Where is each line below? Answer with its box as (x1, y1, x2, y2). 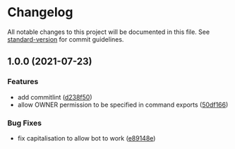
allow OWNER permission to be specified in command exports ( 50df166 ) (17, 100, 229, 109)
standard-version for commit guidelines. (7, 35, 124, 43)
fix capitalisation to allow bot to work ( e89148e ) (17, 133, 156, 142)
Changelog (7, 4, 73, 20)
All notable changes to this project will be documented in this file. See (7, 28, 210, 36)
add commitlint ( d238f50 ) (17, 93, 93, 101)
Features (7, 77, 39, 87)
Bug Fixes (7, 118, 42, 128)
